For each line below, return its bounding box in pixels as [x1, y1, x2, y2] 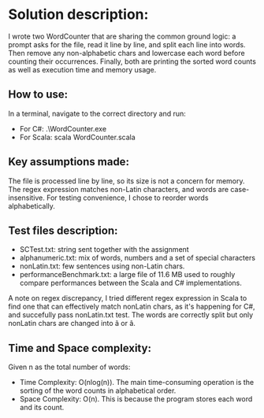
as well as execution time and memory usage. [8, 65, 157, 74]
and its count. [19, 403, 65, 412]
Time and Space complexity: [8, 341, 152, 355]
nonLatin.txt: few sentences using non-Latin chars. [19, 261, 185, 271]
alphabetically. [8, 201, 55, 210]
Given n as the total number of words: [8, 362, 131, 372]
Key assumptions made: [8, 155, 130, 168]
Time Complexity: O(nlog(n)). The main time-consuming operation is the [19, 378, 255, 387]
